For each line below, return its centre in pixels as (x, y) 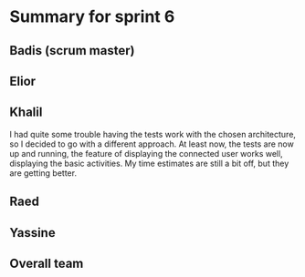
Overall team (47, 263)
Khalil (26, 113)
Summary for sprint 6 (92, 17)
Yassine (33, 233)
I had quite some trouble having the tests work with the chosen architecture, (153, 134)
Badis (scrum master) (72, 51)
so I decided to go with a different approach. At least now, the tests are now (152, 144)
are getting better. (43, 173)
